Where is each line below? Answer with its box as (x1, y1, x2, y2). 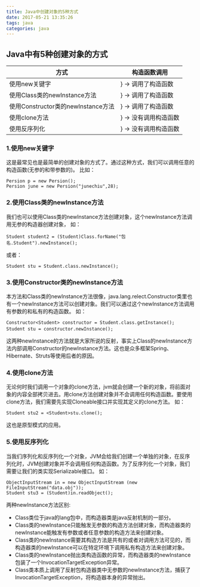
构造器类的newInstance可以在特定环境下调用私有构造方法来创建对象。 (14, 543, 188, 551)
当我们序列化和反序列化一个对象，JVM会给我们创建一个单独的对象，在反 (6, 453, 185, 460)
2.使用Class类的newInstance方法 (6, 198, 104, 207)
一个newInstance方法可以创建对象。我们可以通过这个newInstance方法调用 (11, 300, 195, 307)
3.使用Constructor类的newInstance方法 (6, 278, 124, 286)
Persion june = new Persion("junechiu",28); (6, 184, 119, 189)
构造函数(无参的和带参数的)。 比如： (6, 166, 96, 173)
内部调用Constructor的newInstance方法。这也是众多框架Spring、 (11, 344, 172, 351)
